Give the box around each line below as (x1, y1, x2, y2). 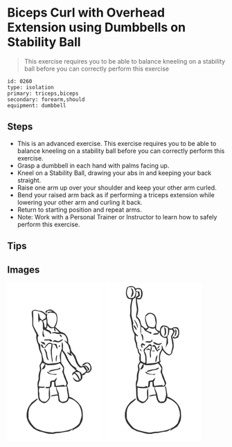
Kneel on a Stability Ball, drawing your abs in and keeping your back (17, 168, 212, 177)
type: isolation (7, 84, 54, 91)
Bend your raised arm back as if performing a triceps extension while (17, 190, 215, 199)
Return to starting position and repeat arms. (17, 206, 142, 214)
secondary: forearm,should (7, 95, 85, 103)
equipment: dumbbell (7, 102, 67, 109)
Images (7, 264, 40, 275)
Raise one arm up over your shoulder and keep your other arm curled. (17, 183, 217, 192)
